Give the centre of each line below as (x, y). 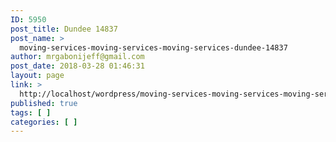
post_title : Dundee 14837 (64, 29)
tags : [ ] (31, 112)
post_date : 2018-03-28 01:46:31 (77, 66)
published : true (44, 103)
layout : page (37, 76)
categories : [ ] (44, 122)
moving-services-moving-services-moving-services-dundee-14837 (153, 47)
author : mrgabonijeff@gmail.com (77, 57)
